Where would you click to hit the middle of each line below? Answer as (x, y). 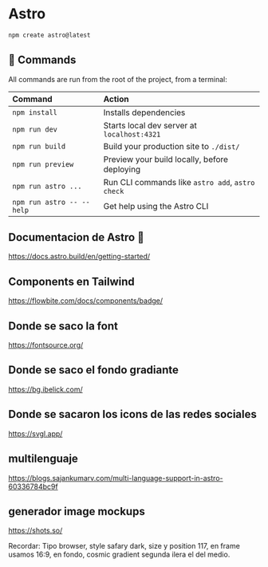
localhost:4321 (132, 134)
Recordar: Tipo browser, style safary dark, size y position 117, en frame (124, 546)
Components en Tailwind (72, 281)
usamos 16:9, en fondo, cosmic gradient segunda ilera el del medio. (119, 554)
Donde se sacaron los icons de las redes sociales (133, 414)
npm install (35, 112)
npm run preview (43, 164)
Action (116, 99)
